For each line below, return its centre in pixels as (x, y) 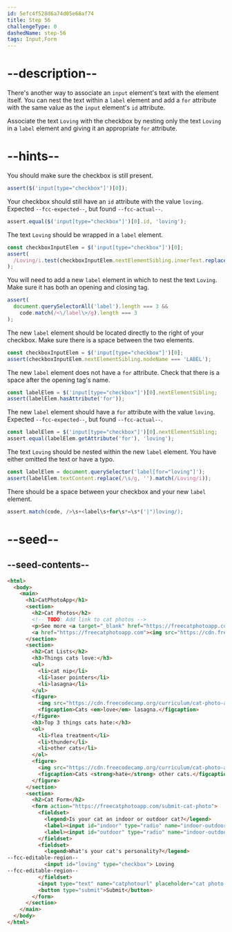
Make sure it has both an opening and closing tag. (78, 288)
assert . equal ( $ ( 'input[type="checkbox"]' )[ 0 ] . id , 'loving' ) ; (97, 221)
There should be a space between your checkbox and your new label (106, 491)
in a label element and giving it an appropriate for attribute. (92, 128)
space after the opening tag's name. (59, 380)
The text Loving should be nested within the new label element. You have (112, 452)
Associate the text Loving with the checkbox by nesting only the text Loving (114, 121)
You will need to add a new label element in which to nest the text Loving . (112, 280)
